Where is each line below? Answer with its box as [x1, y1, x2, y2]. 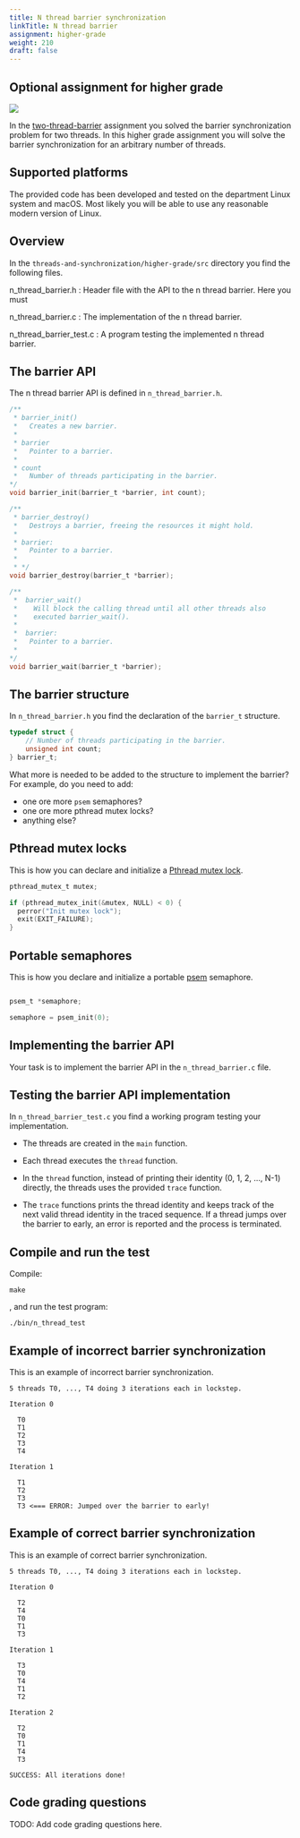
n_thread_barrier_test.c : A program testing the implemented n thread [9, 329, 264, 339]
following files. [9, 267, 64, 278]
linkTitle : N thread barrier [9, 21, 118, 30]
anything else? [21, 815, 77, 825]
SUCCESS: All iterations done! [9, 1770, 126, 1780]
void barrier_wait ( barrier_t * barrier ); [9, 662, 163, 671]
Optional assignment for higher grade [9, 80, 224, 95]
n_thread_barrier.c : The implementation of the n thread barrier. [9, 311, 243, 322]
